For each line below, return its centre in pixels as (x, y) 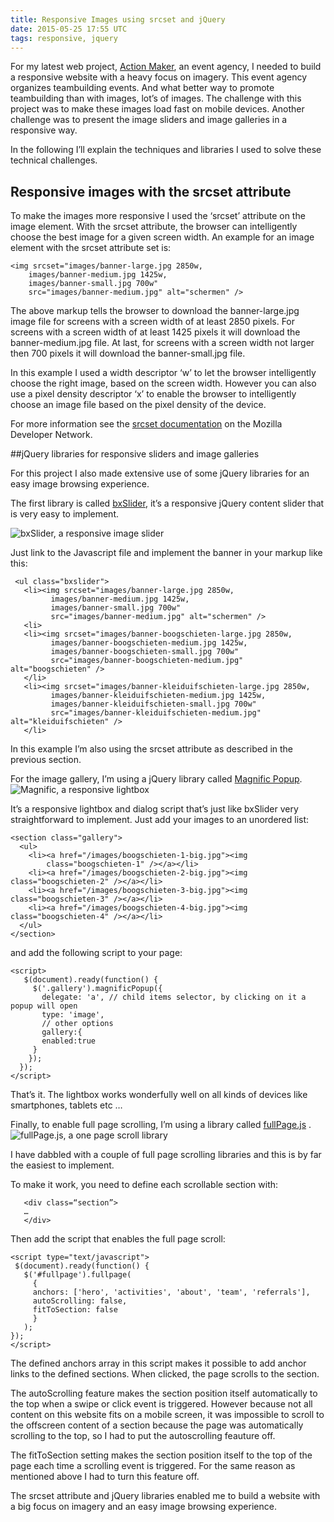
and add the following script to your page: (96, 953)
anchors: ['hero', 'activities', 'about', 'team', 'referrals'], (171, 1292)
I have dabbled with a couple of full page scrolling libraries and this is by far (166, 1155)
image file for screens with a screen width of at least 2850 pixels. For (153, 322)
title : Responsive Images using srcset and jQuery (118, 19)
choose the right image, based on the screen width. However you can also (163, 383)
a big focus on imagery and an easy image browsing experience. (143, 1507)
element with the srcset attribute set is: (91, 248)
